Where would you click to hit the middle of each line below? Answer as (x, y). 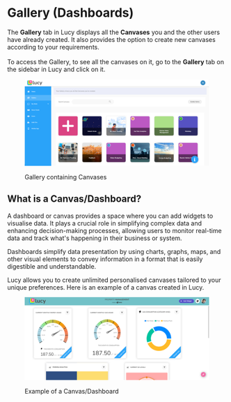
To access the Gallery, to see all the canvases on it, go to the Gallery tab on (116, 61)
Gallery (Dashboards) (71, 13)
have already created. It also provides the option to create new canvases (111, 39)
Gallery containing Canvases (66, 177)
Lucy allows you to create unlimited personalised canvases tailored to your (114, 280)
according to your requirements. (53, 47)
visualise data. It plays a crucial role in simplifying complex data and (104, 223)
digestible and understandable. (52, 266)
